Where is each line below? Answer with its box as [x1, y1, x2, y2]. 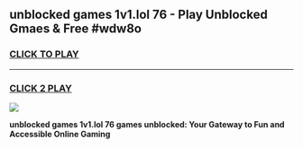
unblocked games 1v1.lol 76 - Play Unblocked [9, 7, 268, 22]
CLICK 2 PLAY [9, 82, 72, 94]
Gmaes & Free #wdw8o [9, 22, 142, 37]
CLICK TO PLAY [9, 48, 79, 61]
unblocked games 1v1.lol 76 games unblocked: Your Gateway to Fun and [9, 118, 285, 129]
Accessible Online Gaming [9, 128, 111, 139]
